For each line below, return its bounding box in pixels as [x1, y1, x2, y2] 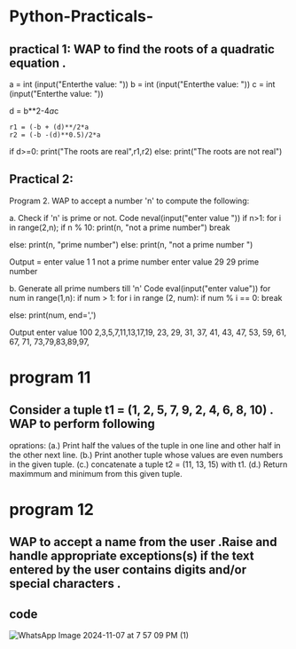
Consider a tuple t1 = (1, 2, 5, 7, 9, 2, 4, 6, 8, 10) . [9, 402, 274, 418]
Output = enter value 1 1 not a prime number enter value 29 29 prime [9, 256, 260, 267]
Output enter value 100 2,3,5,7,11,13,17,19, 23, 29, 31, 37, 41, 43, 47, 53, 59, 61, [9, 327, 287, 337]
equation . [9, 55, 66, 70]
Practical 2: [9, 171, 74, 187]
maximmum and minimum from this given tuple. [9, 468, 183, 479]
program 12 [9, 500, 95, 519]
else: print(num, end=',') [9, 309, 97, 321]
